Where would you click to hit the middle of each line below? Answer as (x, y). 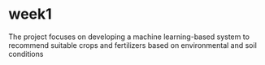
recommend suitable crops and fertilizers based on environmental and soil (133, 45)
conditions (26, 54)
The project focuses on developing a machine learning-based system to (129, 37)
